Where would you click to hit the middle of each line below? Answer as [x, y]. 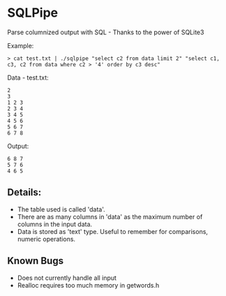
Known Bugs [36, 261]
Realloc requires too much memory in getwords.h [88, 285]
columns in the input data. [55, 224]
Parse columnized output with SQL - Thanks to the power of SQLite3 [106, 32]
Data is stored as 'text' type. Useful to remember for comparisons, [112, 231]
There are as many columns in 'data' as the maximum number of [110, 216]
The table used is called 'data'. [61, 209]
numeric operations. [46, 239]
